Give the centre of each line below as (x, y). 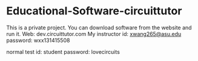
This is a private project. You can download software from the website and (99, 28)
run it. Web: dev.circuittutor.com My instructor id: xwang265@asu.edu (94, 33)
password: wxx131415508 (38, 40)
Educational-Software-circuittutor (94, 11)
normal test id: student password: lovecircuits (63, 51)
